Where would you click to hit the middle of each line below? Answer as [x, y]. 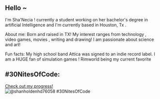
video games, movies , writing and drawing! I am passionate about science [80, 39]
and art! [13, 44]
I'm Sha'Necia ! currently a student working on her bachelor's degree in [77, 19]
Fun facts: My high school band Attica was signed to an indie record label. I [80, 54]
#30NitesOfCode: [32, 74]
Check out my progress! [29, 86]
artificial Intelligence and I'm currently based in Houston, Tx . [66, 25]
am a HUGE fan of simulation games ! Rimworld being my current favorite [78, 59]
